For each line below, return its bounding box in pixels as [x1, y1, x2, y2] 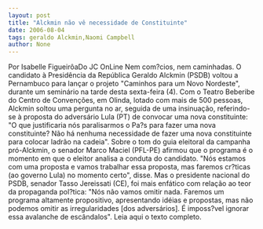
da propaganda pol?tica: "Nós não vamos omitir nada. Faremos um [8, 187, 225, 197]
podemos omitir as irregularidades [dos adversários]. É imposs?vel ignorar [8, 204, 250, 213]
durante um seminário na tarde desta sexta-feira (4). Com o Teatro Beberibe [8, 87, 255, 96]
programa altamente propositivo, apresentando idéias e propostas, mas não [8, 195, 254, 205]
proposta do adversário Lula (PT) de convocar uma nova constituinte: [23, 112, 249, 122]
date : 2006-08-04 [8, 26, 65, 34]
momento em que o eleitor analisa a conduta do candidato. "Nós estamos [8, 154, 246, 163]
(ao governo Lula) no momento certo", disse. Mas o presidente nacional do [8, 170, 250, 180]
